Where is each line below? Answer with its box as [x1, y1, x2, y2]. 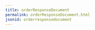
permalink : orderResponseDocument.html [5, 12, 90, 17]
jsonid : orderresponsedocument [5, 17, 72, 22]
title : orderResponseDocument [5, 7, 70, 13]
